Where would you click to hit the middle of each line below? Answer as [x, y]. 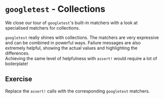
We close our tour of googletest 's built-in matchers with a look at [71, 23]
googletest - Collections [55, 9]
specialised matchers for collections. [42, 28]
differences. [17, 53]
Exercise [19, 79]
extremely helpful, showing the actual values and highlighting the [71, 48]
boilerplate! [17, 64]
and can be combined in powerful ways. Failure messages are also [73, 42]
